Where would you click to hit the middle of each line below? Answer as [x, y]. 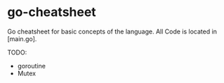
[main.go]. [22, 38]
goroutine [31, 66]
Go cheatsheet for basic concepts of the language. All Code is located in [112, 31]
